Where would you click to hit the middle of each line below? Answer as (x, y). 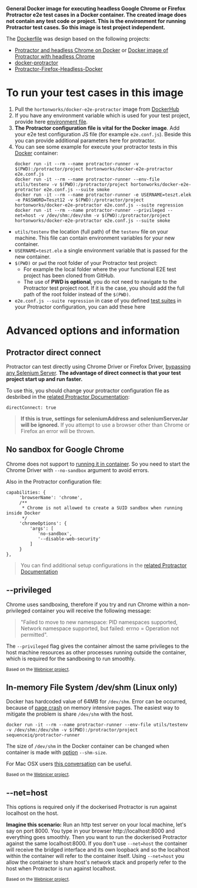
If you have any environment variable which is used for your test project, (102, 115)
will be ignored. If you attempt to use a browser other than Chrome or (105, 425)
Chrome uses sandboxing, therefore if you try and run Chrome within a (92, 604)
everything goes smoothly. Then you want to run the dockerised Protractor (96, 837)
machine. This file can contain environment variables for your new (95, 238)
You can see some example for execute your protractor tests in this (96, 146)
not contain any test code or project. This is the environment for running (96, 21)
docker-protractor (36, 63)
